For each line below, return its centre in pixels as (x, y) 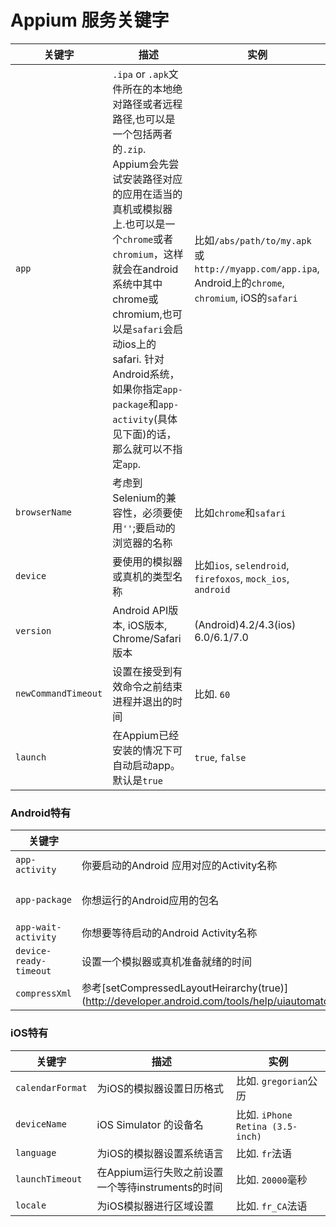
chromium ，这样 (148, 254)
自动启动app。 (146, 765)
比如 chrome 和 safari (240, 513)
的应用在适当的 (147, 194)
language (36, 1152)
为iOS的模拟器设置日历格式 (160, 1088)
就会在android (145, 269)
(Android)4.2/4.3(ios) (245, 624)
